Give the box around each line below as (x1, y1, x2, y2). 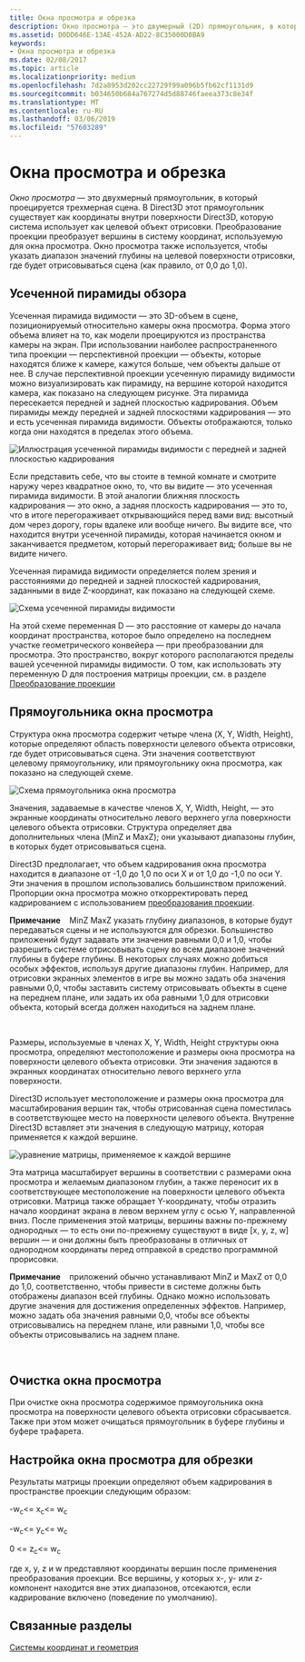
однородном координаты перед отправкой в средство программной (9, 1243, 279, 1254)
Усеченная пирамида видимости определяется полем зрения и (9, 565, 257, 577)
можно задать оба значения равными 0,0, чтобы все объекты (9, 1310, 250, 1321)
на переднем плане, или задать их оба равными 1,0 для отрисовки (9, 992, 270, 1003)
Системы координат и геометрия (9, 1642, 139, 1653)
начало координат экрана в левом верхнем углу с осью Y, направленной (9, 1205, 296, 1216)
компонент (9, 1582, 53, 1593)
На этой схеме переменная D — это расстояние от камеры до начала (9, 619, 281, 631)
